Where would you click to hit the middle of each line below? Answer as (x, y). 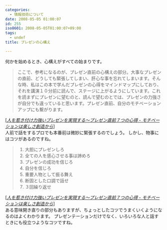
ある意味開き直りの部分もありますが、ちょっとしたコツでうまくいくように (82, 210)
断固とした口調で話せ (47, 181)
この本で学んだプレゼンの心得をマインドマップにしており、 (100, 84)
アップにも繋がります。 (41, 109)
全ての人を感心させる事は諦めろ (58, 156)
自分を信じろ (38, 168)
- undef (18, 38)
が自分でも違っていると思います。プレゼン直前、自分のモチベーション (89, 103)
